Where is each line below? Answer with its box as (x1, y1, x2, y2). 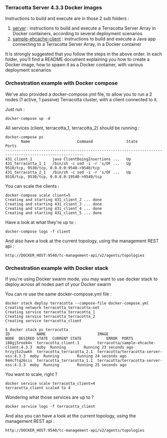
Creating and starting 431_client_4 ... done (5, 206, 102, 211)
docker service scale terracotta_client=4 (5, 381, 95, 386)
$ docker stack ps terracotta (5, 327, 69, 332)
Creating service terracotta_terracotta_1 (5, 309, 95, 315)
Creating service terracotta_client (5, 318, 82, 323)
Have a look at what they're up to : (5, 219, 76, 225)
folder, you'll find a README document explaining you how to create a (5, 56, 150, 62)
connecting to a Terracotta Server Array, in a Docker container (12, 41, 142, 47)
